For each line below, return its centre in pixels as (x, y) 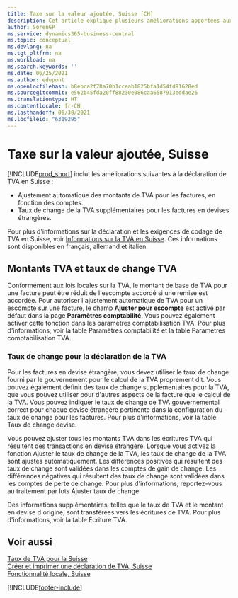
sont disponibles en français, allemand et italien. (78, 246)
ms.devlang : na (30, 47)
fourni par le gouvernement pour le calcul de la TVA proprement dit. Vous (114, 379)
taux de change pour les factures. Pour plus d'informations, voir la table (112, 417)
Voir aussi (30, 542)
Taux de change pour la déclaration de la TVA (87, 357)
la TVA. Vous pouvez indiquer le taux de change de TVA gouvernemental (113, 402)
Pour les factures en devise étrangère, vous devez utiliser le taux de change (118, 372)
